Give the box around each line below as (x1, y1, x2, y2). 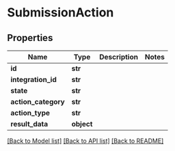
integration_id (10, 75, 57, 84)
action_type (10, 108, 50, 118)
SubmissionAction (7, 5, 114, 20)
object (71, 120, 93, 128)
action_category (10, 97, 65, 107)
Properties (7, 32, 53, 44)
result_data (10, 120, 49, 128)
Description (98, 53, 139, 61)
